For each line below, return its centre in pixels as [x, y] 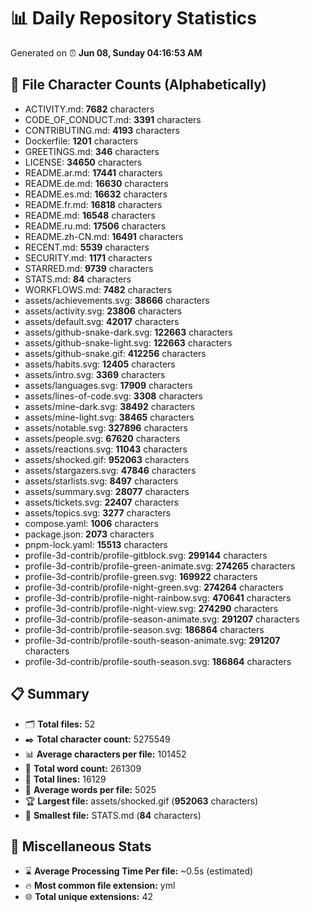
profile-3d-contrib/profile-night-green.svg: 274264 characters [154, 587]
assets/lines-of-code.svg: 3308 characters [113, 396]
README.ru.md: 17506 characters [95, 226]
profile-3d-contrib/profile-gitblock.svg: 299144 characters [146, 555]
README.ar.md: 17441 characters [93, 172]
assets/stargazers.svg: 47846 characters [110, 470]
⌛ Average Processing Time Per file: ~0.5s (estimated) [139, 871]
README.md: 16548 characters [90, 215]
